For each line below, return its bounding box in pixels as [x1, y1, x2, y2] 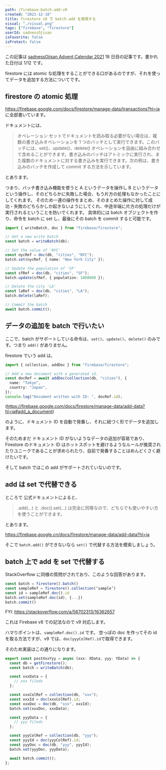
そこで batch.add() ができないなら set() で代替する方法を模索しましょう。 [5, 542, 158, 547]
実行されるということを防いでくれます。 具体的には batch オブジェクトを [5, 209, 154, 215]
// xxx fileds [14, 679, 43, 684]
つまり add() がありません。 [13, 342, 70, 348]
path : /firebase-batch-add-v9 [5, 7, 68, 12]
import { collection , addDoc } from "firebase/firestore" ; [5, 362, 129, 367]
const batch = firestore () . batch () [5, 582, 79, 587]
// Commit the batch [5, 302, 48, 307]
